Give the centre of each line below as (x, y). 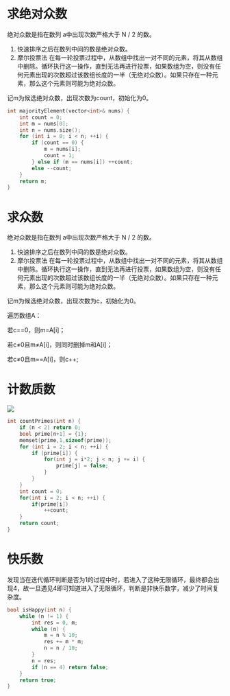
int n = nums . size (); (50, 130)
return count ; (39, 523)
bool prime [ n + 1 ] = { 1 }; (53, 434)
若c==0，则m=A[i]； (36, 330)
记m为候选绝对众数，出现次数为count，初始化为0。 (80, 97)
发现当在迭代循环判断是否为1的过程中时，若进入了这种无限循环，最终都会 (110, 579)
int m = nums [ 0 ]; (44, 124)
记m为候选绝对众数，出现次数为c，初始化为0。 (74, 301)
